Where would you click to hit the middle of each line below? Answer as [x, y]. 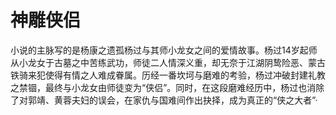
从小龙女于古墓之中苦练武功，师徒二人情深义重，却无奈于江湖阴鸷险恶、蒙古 [168, 62]
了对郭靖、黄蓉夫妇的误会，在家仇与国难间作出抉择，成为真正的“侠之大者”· [164, 100]
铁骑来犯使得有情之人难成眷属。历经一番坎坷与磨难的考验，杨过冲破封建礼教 [168, 75]
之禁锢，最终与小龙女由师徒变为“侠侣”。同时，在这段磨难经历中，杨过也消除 [167, 87]
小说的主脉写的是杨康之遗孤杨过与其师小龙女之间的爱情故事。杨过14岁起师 [164, 50]
